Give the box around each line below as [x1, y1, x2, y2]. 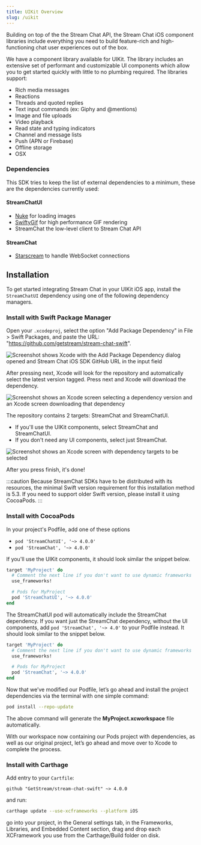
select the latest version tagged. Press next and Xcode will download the [6, 376, 186, 383]
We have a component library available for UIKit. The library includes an [6, 55, 184, 63]
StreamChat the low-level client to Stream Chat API [14, 225, 142, 232]
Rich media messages [14, 86, 70, 93]
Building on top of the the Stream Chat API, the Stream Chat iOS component [6, 31, 194, 38]
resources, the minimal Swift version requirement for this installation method [6, 484, 195, 491]
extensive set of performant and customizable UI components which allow [6, 61, 190, 69]
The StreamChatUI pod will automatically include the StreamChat [6, 611, 167, 618]
